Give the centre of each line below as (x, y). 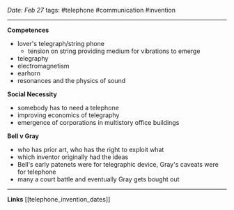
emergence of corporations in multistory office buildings (98, 122)
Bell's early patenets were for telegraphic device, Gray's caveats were (118, 164)
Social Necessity (32, 94)
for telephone (37, 172)
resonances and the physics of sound (71, 81)
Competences (28, 30)
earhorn (29, 73)
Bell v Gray (23, 136)
